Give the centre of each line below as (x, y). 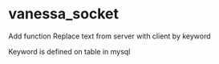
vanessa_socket (63, 14)
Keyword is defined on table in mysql (69, 51)
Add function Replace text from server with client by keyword (109, 36)
